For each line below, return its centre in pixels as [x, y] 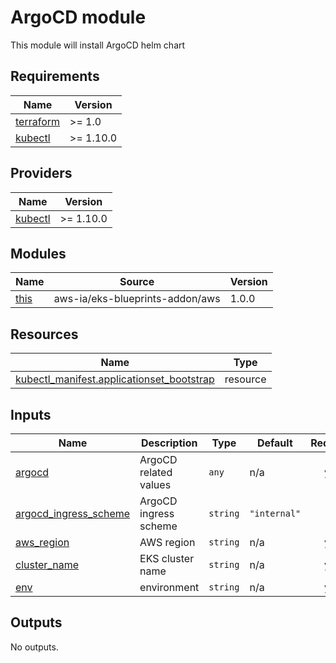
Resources [44, 334]
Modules [38, 253]
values [155, 484]
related [156, 472]
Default [274, 443]
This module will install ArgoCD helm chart [98, 45]
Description [169, 443]
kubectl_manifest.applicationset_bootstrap [115, 379]
